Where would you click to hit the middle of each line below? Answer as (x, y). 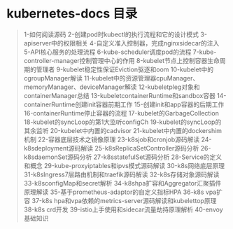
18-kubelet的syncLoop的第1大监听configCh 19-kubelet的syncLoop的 (122, 122)
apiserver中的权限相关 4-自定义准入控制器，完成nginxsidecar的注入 (121, 43)
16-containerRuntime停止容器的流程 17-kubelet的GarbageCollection (121, 113)
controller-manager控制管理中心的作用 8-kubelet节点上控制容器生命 (121, 60)
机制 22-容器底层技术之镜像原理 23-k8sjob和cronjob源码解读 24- (118, 139)
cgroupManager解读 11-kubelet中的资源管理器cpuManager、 (111, 78)
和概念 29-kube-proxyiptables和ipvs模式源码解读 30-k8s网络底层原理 (124, 165)
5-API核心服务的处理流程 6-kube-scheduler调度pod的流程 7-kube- (120, 52)
